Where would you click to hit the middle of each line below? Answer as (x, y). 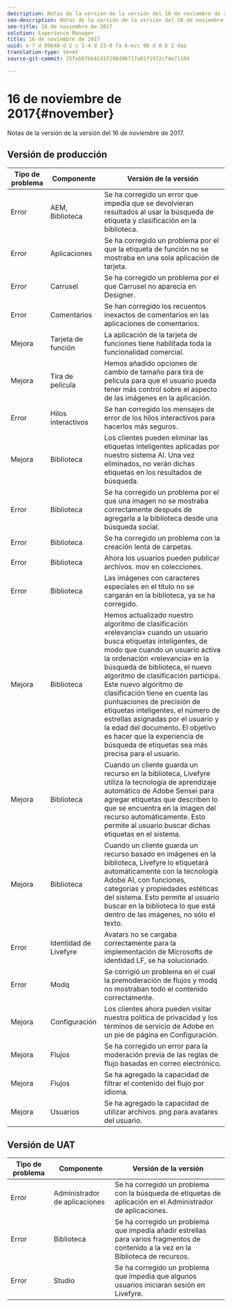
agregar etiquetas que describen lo (161, 799)
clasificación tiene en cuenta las (156, 693)
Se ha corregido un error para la (156, 1046)
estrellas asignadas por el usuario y (161, 719)
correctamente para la (140, 943)
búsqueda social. (132, 527)
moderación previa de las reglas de (161, 1054)
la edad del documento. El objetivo (160, 728)
